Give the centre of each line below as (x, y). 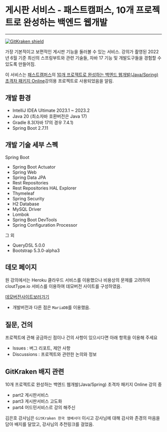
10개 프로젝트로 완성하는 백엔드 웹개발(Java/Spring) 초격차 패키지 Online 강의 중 (83, 384)
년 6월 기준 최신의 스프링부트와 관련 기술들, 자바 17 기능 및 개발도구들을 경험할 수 (83, 58)
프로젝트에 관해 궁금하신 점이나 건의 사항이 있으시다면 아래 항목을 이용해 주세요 (82, 338)
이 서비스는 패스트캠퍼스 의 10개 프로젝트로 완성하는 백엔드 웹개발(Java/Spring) (82, 75)
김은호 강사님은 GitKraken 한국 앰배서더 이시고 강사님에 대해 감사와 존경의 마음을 (83, 418)
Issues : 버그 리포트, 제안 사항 (41, 348)
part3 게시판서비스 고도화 (37, 401)
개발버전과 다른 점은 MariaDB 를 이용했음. (51, 307)
